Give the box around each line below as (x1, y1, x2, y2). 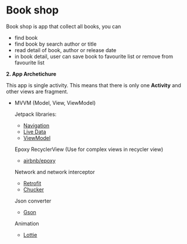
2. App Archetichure (6, 70, 57, 77)
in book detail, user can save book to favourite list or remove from (14, 53, 174, 60)
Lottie (23, 231, 37, 238)
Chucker (23, 185, 44, 193)
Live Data (23, 128, 47, 135)
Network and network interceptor (14, 168, 95, 176)
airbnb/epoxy (23, 157, 56, 164)
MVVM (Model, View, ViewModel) (14, 99, 96, 106)
